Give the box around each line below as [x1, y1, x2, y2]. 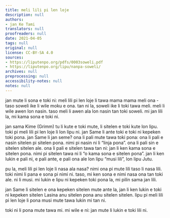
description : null [5, 12, 44, 17]
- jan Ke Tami [5, 21, 36, 27]
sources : [5, 54, 24, 60]
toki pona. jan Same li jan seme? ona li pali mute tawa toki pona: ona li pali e [5, 134, 163, 140]
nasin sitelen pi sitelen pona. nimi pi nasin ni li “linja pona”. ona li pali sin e [5, 140, 159, 146]
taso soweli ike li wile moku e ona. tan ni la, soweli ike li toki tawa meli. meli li [5, 102, 165, 108]
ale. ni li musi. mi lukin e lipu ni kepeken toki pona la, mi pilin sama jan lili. [5, 176, 157, 182]
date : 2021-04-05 [5, 36, 42, 41]
